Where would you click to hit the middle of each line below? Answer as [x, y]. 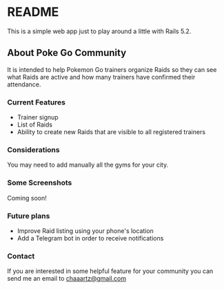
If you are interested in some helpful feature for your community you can [110, 271]
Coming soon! [27, 198]
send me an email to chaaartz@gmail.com [67, 279]
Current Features [37, 102]
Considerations [33, 149]
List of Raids [35, 124]
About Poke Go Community [67, 53]
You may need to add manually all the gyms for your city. [88, 165]
